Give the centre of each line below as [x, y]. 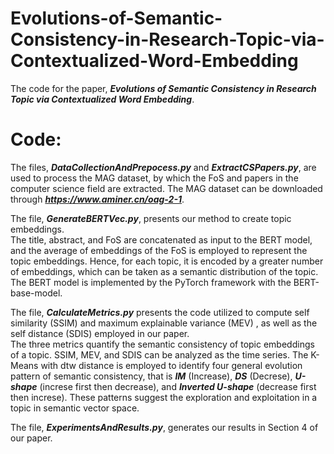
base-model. [36, 293]
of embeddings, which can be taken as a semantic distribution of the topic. [164, 271]
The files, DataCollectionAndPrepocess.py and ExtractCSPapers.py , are [163, 167]
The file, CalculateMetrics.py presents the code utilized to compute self [160, 312]
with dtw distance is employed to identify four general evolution [171, 365]
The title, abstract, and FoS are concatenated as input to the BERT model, [161, 239]
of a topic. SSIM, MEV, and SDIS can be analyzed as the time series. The [159, 354]
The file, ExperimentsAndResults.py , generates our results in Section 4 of [164, 427]
